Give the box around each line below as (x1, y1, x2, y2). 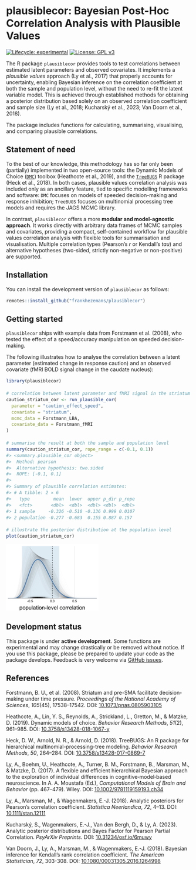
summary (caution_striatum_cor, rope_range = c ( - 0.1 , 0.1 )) (6, 446, 154, 452)
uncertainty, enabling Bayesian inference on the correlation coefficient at (6, 78, 183, 86)
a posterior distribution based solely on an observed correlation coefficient (6, 97, 187, 104)
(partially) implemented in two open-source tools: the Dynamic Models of (6, 166, 184, 174)
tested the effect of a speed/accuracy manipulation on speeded (6, 336, 160, 343)
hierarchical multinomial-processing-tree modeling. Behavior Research (6, 743, 178, 750)
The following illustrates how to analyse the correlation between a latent (6, 354, 180, 361)
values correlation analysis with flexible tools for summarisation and (6, 234, 170, 241)
